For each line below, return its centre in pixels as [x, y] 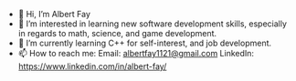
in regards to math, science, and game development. [117, 33]
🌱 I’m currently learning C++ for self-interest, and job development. [145, 43]
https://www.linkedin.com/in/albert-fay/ [92, 66]
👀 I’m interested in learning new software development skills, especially [153, 24]
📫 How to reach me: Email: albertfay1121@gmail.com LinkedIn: [136, 53]
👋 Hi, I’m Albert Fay [54, 14]
